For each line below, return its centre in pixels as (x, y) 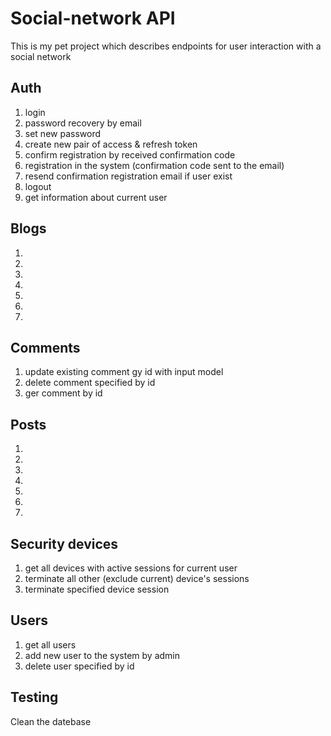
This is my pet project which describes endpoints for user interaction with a (166, 46)
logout (38, 186)
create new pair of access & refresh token (111, 144)
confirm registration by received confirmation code (130, 154)
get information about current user (96, 197)
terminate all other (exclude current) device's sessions (137, 578)
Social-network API (93, 18)
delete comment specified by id (90, 383)
